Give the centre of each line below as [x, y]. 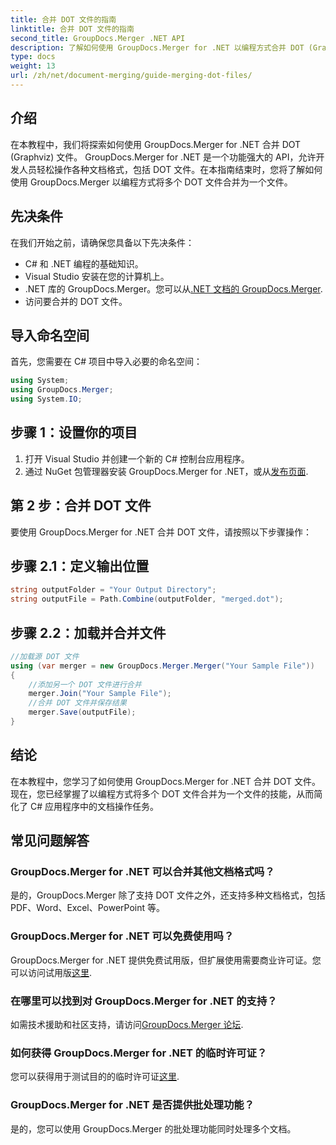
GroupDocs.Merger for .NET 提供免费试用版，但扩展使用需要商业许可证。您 [166, 960]
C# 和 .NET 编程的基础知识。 [84, 263]
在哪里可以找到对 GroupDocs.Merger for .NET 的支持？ [144, 1001]
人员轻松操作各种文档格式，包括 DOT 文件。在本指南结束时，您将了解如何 [170, 169]
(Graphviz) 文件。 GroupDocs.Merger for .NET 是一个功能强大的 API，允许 [163, 157]
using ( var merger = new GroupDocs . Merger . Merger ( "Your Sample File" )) [162, 666]
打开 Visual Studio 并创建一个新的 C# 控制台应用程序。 [137, 458]
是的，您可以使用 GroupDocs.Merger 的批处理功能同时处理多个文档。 [153, 1128]
